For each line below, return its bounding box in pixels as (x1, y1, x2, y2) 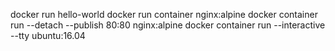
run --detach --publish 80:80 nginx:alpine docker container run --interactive (10, 19, 326, 31)
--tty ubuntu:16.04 (10, 30, 86, 41)
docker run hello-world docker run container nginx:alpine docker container (10, 9, 318, 20)
